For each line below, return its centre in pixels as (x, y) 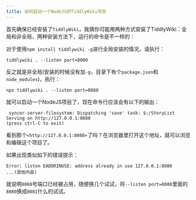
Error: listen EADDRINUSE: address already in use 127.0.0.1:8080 (89, 166)
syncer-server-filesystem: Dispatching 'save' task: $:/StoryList (92, 113)
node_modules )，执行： (33, 79)
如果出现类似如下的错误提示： (42, 155)
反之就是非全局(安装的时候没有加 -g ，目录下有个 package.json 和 (82, 72)
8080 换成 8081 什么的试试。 (37, 191)
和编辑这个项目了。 (29, 142)
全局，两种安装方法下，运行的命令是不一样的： (78, 36)
